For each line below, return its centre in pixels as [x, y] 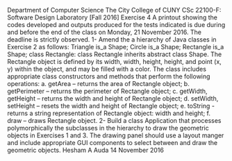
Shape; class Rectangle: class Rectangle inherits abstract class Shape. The [115, 54]
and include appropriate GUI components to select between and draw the [112, 143]
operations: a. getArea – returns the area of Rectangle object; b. [98, 84]
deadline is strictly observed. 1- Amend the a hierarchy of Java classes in [112, 40]
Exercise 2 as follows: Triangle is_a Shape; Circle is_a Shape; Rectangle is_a [116, 47]
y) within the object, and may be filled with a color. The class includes [107, 69]
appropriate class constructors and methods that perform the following [109, 76]
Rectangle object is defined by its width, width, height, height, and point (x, [115, 61]
